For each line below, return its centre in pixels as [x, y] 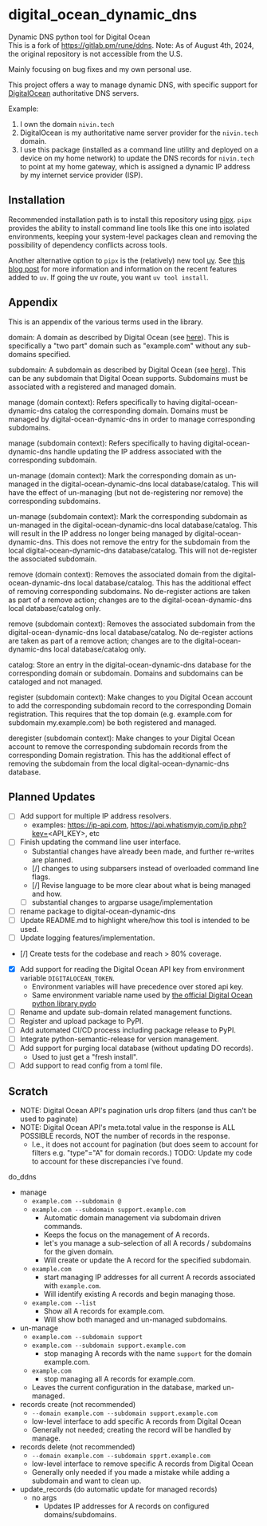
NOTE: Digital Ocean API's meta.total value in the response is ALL [128, 1127]
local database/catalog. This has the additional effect [164, 583]
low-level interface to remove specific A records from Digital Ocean [142, 1464]
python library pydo [64, 1003]
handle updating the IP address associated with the [137, 451]
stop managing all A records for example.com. [119, 1379]
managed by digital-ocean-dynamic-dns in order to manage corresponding [132, 419]
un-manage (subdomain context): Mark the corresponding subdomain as [128, 516]
